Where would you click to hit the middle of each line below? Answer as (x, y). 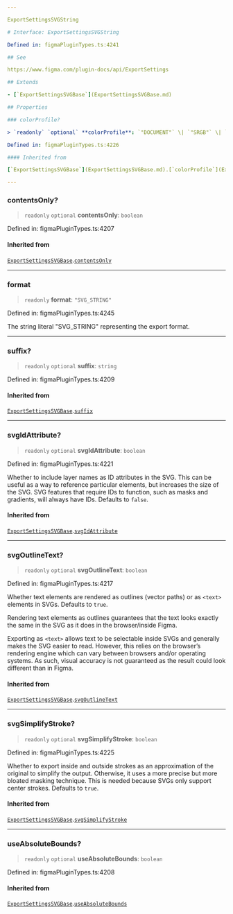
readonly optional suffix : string (70, 366)
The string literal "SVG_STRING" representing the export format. (98, 326)
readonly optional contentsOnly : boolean (84, 215)
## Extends (23, 83)
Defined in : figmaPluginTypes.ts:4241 (63, 45)
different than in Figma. (41, 668)
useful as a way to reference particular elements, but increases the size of (113, 484)
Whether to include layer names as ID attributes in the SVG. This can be (109, 477)
